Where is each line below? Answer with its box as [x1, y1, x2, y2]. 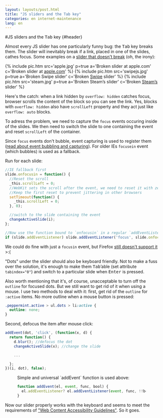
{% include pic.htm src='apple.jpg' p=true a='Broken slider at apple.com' [5, 63, 151, 69]
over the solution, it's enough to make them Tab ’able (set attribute [5, 264, 137, 269]
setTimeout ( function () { [9, 194, 60, 200]
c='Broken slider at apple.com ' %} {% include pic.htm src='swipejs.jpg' [5, 69, 148, 75]
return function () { [9, 335, 51, 340]
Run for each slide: [5, 158, 43, 164]
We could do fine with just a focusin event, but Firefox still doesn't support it [5, 244, 158, 249]
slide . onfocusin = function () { [5, 172, 70, 177]
